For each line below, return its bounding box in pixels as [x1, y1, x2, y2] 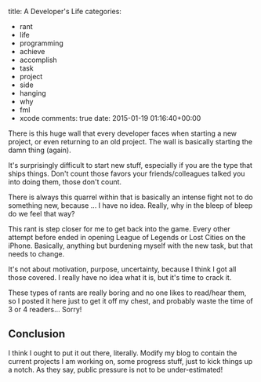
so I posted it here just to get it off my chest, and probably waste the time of [8, 297, 253, 305]
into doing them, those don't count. [8, 177, 122, 187]
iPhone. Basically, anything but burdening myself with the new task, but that [8, 241, 253, 250]
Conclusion [8, 327, 66, 340]
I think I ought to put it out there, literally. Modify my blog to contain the [8, 348, 237, 358]
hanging [19, 89, 47, 97]
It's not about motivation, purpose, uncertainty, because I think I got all [8, 264, 237, 274]
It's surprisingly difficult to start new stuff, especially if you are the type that [8, 161, 253, 169]
